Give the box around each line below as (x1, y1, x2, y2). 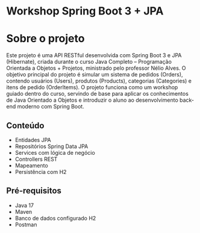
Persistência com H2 (14, 168, 67, 175)
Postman (14, 221, 37, 228)
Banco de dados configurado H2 (14, 214, 96, 222)
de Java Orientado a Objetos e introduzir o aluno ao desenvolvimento (6, 96, 179, 104)
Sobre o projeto (6, 32, 85, 46)
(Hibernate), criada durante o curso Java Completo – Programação (6, 58, 172, 66)
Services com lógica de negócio (14, 149, 95, 156)
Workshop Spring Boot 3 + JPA (6, 4, 164, 18)
